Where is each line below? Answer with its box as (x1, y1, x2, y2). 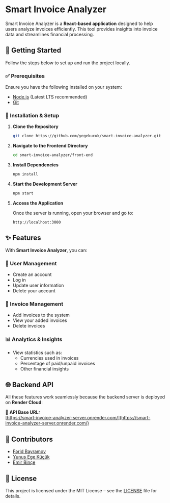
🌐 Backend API (5, 380, 53, 389)
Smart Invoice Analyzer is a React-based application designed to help (5, 20, 153, 27)
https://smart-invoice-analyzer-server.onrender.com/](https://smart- (7, 415, 151, 421)
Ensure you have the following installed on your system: (5, 84, 122, 90)
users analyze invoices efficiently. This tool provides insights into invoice (5, 26, 158, 32)
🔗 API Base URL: (5, 409, 40, 415)
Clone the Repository (12, 123, 59, 130)
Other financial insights (20, 366, 69, 372)
